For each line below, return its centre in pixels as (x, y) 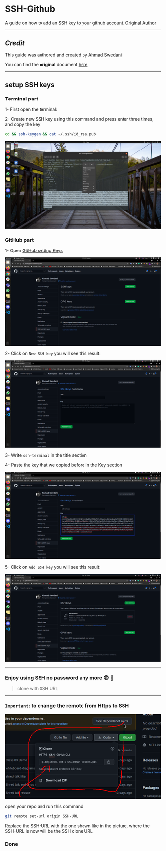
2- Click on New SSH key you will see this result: (53, 353)
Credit (15, 43)
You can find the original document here (46, 64)
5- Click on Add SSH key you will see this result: (53, 567)
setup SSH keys (30, 85)
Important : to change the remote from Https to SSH (67, 706)
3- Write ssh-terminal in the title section (46, 455)
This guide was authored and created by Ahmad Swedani (63, 55)
